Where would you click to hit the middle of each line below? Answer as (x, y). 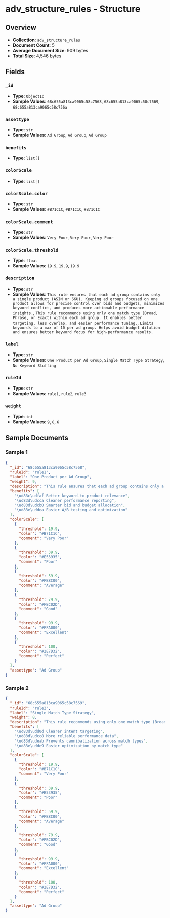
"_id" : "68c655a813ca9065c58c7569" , (48, 703)
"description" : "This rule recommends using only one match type (80, 722)
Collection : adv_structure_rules (47, 40)
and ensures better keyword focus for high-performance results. (83, 332)
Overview (21, 28)
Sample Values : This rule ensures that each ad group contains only (87, 294)
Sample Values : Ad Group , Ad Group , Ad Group (60, 135)
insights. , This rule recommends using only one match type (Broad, (85, 313)
